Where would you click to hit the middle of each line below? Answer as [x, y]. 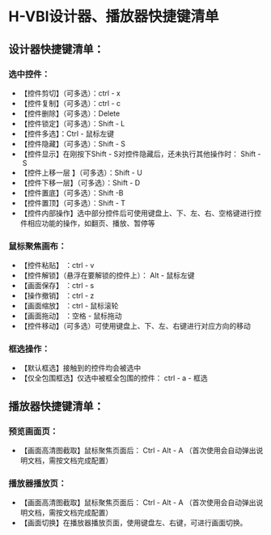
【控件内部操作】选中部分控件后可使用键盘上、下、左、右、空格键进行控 [140, 213]
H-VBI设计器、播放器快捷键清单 [114, 17]
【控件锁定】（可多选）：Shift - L [72, 123]
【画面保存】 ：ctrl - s [57, 286]
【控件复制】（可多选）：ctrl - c [70, 103]
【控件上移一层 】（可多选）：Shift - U [81, 172]
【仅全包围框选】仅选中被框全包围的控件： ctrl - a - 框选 [114, 378]
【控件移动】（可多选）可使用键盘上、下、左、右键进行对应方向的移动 [135, 326]
